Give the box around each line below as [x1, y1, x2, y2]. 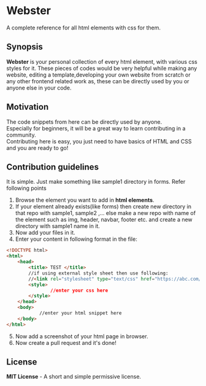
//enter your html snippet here [39, 310, 122, 316]
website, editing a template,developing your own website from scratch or [6, 71, 191, 78]
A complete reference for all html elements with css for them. [6, 24, 161, 31]
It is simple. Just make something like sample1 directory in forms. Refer [6, 178, 186, 186]
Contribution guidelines [6, 162, 99, 172]
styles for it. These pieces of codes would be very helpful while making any [6, 64, 197, 72]
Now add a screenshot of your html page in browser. [15, 332, 148, 340]
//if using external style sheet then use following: [28, 270, 169, 276]
